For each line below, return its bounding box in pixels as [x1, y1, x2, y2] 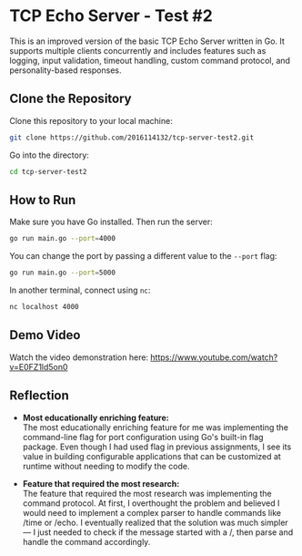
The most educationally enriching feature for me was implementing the [22, 421, 289, 433]
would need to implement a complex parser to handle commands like [22, 507, 282, 518]
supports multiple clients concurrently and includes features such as [9, 45, 267, 56]
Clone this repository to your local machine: [9, 115, 173, 126]
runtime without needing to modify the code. [22, 460, 190, 471]
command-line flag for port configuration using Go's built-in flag [22, 431, 264, 442]
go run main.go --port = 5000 [9, 268, 116, 278]
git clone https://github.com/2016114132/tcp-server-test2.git [9, 133, 255, 142]
